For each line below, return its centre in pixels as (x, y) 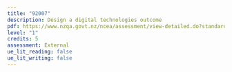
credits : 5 (23, 39)
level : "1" (23, 33)
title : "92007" (29, 13)
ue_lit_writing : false (40, 58)
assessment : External (38, 45)
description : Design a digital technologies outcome (85, 20)
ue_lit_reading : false (40, 52)
